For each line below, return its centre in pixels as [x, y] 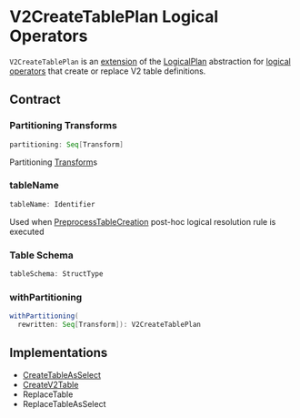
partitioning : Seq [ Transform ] [67, 144]
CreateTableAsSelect [62, 374]
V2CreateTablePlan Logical [114, 17]
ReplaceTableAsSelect [64, 403]
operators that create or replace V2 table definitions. [108, 71]
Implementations [59, 353]
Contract [35, 100]
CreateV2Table [50, 384]
